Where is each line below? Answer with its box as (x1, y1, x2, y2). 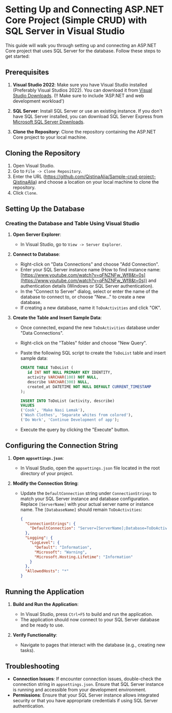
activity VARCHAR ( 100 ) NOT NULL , (27, 375, 99, 380)
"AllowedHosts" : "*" (25, 569, 69, 574)
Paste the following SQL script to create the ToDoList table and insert (20, 350, 166, 356)
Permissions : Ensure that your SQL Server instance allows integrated (12, 692, 160, 698)
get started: (5, 53, 30, 59)
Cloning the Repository (5, 149, 80, 158)
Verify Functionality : (12, 632, 57, 638)
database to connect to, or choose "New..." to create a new (20, 294, 145, 300)
